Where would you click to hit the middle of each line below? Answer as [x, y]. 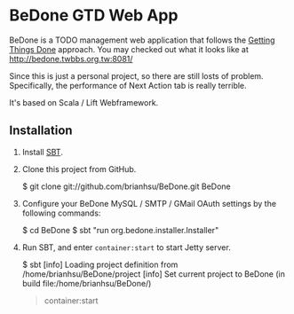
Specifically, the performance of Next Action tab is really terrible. [128, 85]
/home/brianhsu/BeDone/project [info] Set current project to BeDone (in [154, 274]
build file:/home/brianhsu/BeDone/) [87, 283]
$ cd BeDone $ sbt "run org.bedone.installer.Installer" [120, 230]
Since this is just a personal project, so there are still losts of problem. [136, 75]
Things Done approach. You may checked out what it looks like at [129, 49]
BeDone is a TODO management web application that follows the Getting [142, 40]
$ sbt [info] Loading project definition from [100, 264]
